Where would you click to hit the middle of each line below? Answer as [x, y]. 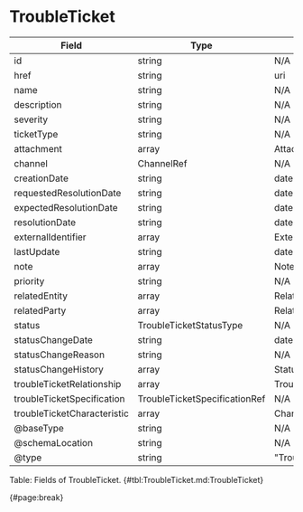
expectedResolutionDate [66, 207]
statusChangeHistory [59, 369]
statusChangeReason [60, 355]
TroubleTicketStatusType [190, 325]
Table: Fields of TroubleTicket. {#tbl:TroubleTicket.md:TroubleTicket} [137, 479]
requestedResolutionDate [68, 193]
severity [31, 119]
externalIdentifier [50, 237]
